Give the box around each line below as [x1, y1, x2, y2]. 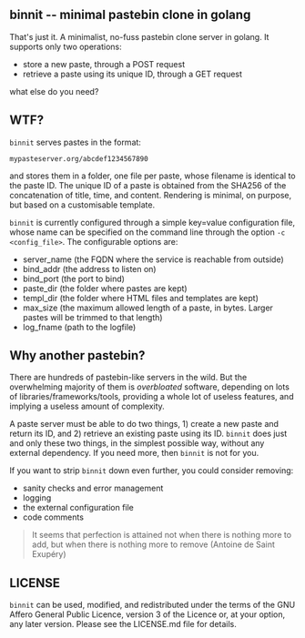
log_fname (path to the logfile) [22, 321, 137, 332]
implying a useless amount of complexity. [9, 400, 166, 412]
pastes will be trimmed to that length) [22, 311, 163, 322]
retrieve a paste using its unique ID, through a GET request [22, 68, 243, 79]
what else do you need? [9, 86, 99, 96]
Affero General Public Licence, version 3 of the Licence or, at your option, [9, 609, 286, 620]
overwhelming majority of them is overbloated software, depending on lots [9, 381, 290, 392]
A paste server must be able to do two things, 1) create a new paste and [9, 419, 280, 430]
